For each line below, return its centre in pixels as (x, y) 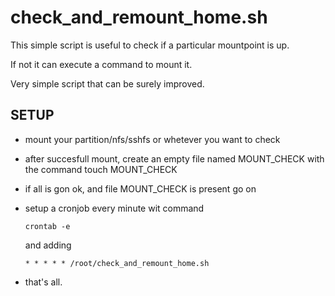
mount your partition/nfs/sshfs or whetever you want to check (152, 139)
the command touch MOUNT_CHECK (101, 169)
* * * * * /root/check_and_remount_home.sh (117, 263)
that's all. (43, 282)
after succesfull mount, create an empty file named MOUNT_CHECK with (174, 158)
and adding (48, 245)
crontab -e (47, 226)
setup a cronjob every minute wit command (114, 208)
